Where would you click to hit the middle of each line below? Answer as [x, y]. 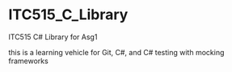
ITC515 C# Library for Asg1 [53, 37]
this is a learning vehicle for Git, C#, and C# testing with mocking [116, 52]
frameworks [28, 61]
